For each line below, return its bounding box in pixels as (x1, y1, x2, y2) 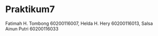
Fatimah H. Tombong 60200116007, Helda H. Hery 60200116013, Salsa (5, 20, 153, 26)
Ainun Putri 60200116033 (5, 25, 59, 31)
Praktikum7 (5, 4, 55, 15)
